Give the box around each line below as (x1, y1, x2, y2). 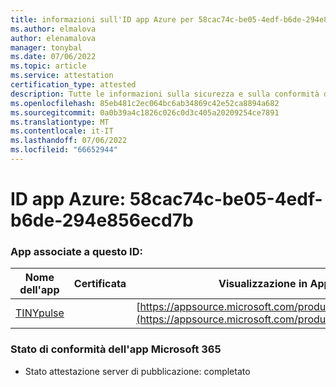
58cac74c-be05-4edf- (129, 188, 323, 211)
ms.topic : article (10, 61, 87, 71)
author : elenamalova (10, 33, 97, 43)
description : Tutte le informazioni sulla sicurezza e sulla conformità (10, 89, 320, 99)
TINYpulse (15, 306, 65, 320)
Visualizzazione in (218, 277, 308, 291)
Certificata (73, 277, 127, 291)
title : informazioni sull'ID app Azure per (10, 14, 195, 25)
